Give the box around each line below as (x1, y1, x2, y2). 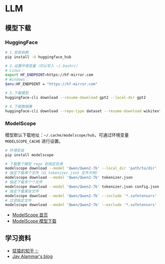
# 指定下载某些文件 (5, 189, 39, 194)
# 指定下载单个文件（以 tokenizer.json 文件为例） (5, 171, 100, 176)
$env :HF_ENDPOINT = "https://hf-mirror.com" (5, 82, 98, 87)
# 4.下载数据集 (5, 104, 33, 109)
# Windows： (5, 77, 29, 82)
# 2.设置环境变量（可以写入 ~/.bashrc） (5, 63, 80, 68)
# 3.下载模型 (5, 90, 29, 95)
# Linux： (5, 68, 25, 73)
